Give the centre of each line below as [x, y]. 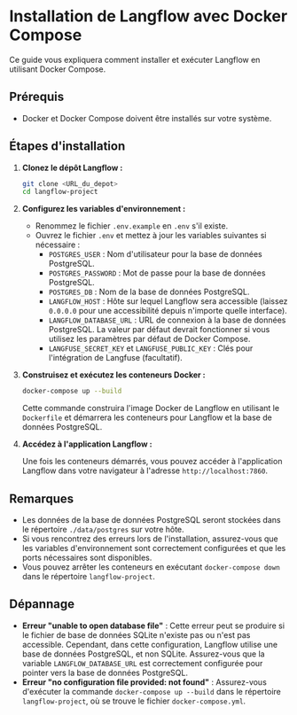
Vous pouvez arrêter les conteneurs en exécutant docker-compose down [151, 567]
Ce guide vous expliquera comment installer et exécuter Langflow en [135, 59]
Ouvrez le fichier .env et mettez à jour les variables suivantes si [151, 236]
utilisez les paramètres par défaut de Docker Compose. [149, 339]
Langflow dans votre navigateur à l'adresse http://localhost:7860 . [145, 470]
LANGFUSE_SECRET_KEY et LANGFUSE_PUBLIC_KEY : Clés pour [151, 348]
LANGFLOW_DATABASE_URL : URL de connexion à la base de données [167, 320]
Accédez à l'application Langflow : [87, 444]
